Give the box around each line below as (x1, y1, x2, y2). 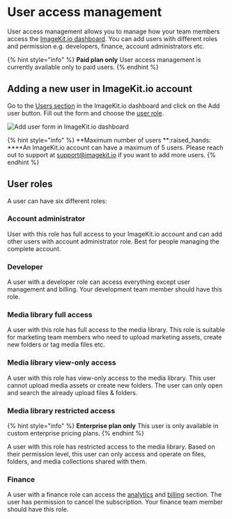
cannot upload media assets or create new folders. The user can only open (7, 381, 223, 390)
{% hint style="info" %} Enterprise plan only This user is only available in (7, 422, 219, 430)
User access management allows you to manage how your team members (7, 27, 220, 35)
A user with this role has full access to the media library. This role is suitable (7, 326, 225, 334)
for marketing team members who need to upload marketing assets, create (7, 333, 222, 342)
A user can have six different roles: (7, 196, 107, 205)
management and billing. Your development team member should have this (7, 285, 222, 294)
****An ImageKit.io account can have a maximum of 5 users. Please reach (7, 143, 224, 152)
